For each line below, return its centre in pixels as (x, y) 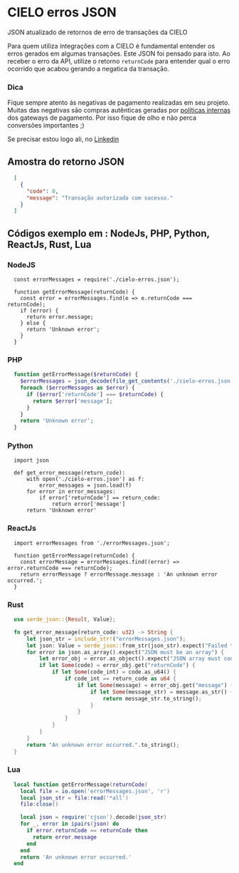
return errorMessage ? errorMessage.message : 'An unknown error (119, 574)
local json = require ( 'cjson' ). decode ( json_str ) (94, 817)
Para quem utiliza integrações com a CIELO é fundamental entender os (111, 46)
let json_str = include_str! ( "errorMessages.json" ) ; (106, 639)
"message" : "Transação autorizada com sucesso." (100, 198)
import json (32, 460)
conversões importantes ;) (46, 125)
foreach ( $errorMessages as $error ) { (78, 388)
